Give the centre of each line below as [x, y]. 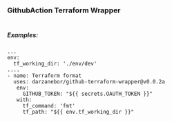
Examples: [23, 35]
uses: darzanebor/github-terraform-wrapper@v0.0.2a [89, 82]
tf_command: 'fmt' [49, 106]
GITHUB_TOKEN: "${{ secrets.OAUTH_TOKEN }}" [88, 94]
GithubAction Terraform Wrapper [64, 10]
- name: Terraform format [44, 76]
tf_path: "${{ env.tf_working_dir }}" [78, 112]
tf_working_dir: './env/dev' [55, 64]
